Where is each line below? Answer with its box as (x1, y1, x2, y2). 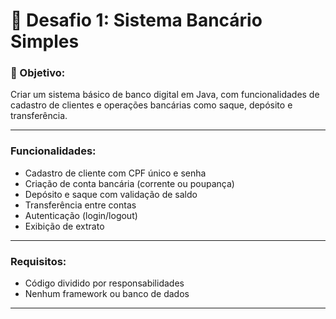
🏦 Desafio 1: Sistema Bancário (10, 9, 263, 32)
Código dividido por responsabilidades (24, 277, 185, 289)
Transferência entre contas (24, 199, 137, 211)
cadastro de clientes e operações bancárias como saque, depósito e (10, 99, 293, 111)
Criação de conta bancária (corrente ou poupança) (24, 177, 235, 189)
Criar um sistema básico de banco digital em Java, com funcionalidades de (10, 89, 320, 101)
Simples (10, 30, 80, 53)
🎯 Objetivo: (10, 66, 66, 80)
